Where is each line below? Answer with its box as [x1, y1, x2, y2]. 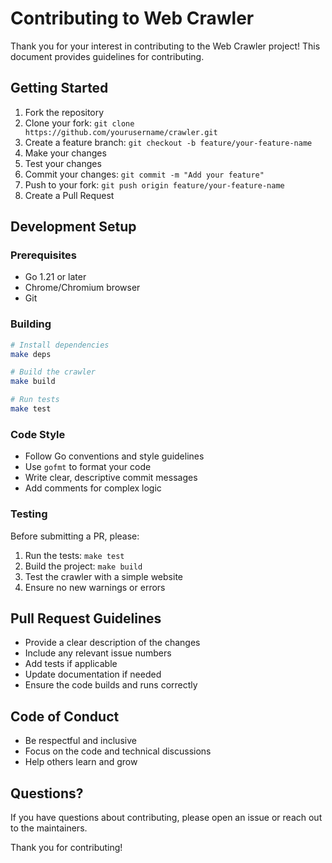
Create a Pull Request [24, 189, 115, 201]
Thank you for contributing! [10, 842, 123, 854]
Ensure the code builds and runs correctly [24, 679, 198, 691]
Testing [10, 507, 48, 521]
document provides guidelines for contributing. [10, 50, 205, 62]
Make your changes [24, 147, 107, 159]
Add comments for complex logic [24, 482, 162, 494]
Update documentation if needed [24, 668, 162, 681]
